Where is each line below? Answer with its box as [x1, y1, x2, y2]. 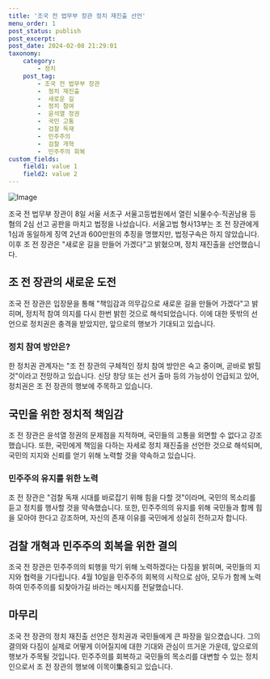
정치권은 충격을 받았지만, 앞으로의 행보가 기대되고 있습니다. [29, 318, 216, 328]
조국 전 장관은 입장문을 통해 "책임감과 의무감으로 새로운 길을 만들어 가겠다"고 [8, 298, 251, 308]
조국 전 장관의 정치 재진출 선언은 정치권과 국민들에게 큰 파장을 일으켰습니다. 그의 [8, 631, 261, 641]
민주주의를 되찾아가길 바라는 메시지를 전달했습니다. [23, 583, 184, 592]
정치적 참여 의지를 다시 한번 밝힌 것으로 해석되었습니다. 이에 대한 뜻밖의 [25, 309, 250, 318]
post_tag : [23, 72, 57, 80]
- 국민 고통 [37, 117, 74, 126]
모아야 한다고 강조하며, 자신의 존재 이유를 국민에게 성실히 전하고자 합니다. [16, 513, 248, 523]
